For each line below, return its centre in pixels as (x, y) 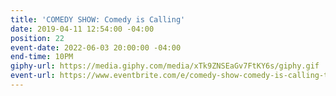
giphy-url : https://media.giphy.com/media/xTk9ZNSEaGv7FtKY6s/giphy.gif (165, 66)
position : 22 (37, 38)
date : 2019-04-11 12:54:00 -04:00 (82, 29)
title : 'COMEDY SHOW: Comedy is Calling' (98, 19)
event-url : (33, 76)
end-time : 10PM (42, 57)
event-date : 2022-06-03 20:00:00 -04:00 (96, 47)
